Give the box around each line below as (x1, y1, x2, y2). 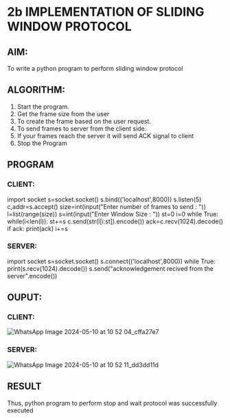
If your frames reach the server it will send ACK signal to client (16, 131, 194, 140)
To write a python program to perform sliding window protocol (7, 65, 183, 72)
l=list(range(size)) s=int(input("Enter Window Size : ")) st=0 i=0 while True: (7, 210, 218, 218)
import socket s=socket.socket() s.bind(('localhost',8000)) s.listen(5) (7, 195, 202, 203)
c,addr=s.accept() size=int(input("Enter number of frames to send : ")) (7, 202, 206, 210)
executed (7, 406, 34, 415)
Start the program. (16, 102, 70, 111)
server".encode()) (7, 272, 58, 280)
